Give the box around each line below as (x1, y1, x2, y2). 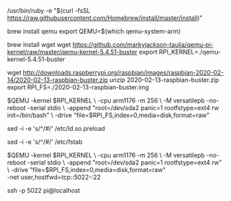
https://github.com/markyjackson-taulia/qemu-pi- (72, 41, 214, 48)
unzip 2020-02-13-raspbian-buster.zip (109, 76, 219, 84)
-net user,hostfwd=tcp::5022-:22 (7, 173, 101, 181)
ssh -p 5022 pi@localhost (7, 187, 80, 194)
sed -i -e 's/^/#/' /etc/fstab (7, 138, 82, 146)
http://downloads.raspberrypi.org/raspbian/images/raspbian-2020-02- (23, 69, 224, 76)
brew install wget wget (7, 41, 71, 48)
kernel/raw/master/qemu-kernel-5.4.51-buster (7, 48, 137, 56)
